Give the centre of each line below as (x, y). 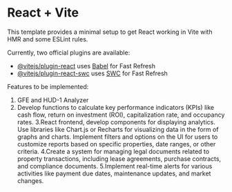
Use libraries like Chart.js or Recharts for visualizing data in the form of (118, 129)
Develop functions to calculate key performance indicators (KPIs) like (116, 107)
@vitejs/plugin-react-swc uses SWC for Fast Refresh (92, 73)
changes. (30, 180)
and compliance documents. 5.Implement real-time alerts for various (115, 166)
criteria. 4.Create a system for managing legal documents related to (113, 151)
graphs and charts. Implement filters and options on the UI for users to (117, 137)
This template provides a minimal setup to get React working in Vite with (110, 32)
